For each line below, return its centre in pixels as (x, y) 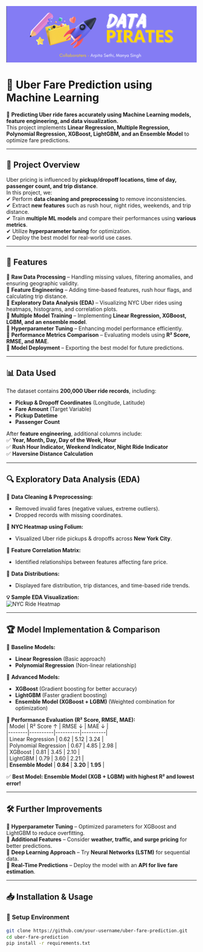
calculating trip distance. (37, 296)
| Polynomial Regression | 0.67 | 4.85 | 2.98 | (62, 745)
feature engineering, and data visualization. (63, 121)
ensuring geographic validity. (43, 283)
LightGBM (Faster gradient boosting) (61, 695)
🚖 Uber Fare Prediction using (79, 85)
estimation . (21, 871)
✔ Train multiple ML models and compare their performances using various (101, 218)
